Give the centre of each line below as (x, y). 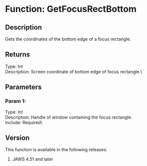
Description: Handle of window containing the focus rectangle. (69, 117)
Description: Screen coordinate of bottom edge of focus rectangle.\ (73, 71)
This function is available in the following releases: (56, 150)
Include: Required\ (24, 122)
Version (17, 138)
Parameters (23, 87)
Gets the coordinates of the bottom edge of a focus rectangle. (68, 39)
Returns (18, 54)
